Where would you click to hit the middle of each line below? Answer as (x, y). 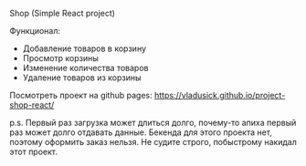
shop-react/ (32, 105)
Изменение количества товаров (85, 68)
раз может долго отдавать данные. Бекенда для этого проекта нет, (141, 132)
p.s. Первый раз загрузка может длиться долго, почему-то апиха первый (153, 123)
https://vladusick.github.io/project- (220, 95)
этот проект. (33, 151)
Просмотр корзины (60, 58)
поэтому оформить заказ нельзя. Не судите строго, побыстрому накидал (153, 142)
